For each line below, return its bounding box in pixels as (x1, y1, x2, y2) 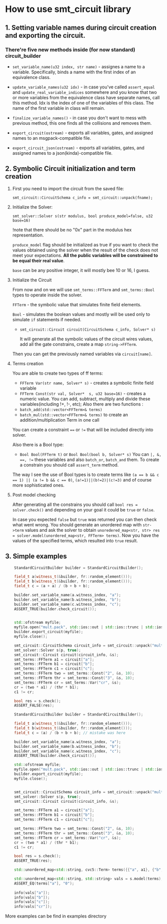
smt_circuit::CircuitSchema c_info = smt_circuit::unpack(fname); (12, 195, 153, 200)
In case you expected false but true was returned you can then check (12, 516, 157, 522)
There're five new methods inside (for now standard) (5, 46, 136, 53)
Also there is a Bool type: (12, 442, 64, 448)
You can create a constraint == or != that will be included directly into (12, 427, 154, 433)
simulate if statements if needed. (12, 316, 82, 322)
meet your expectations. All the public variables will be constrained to (12, 252, 158, 258)
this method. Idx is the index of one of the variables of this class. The (12, 100, 154, 106)
